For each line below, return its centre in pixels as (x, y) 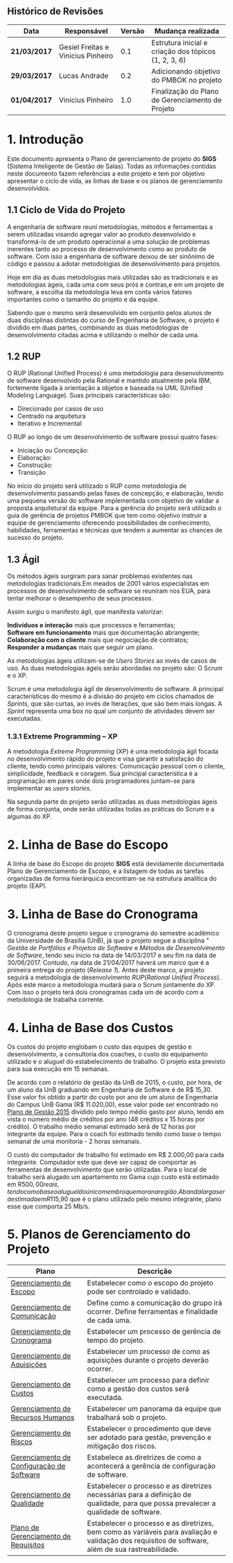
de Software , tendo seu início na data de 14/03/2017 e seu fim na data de (112, 955)
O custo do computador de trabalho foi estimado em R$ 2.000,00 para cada (116, 1155)
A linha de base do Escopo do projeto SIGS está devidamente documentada (115, 864)
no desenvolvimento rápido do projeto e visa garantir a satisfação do (105, 759)
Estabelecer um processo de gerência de (154, 1332)
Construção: (35, 465)
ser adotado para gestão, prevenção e (149, 1437)
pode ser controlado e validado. (139, 1292)
